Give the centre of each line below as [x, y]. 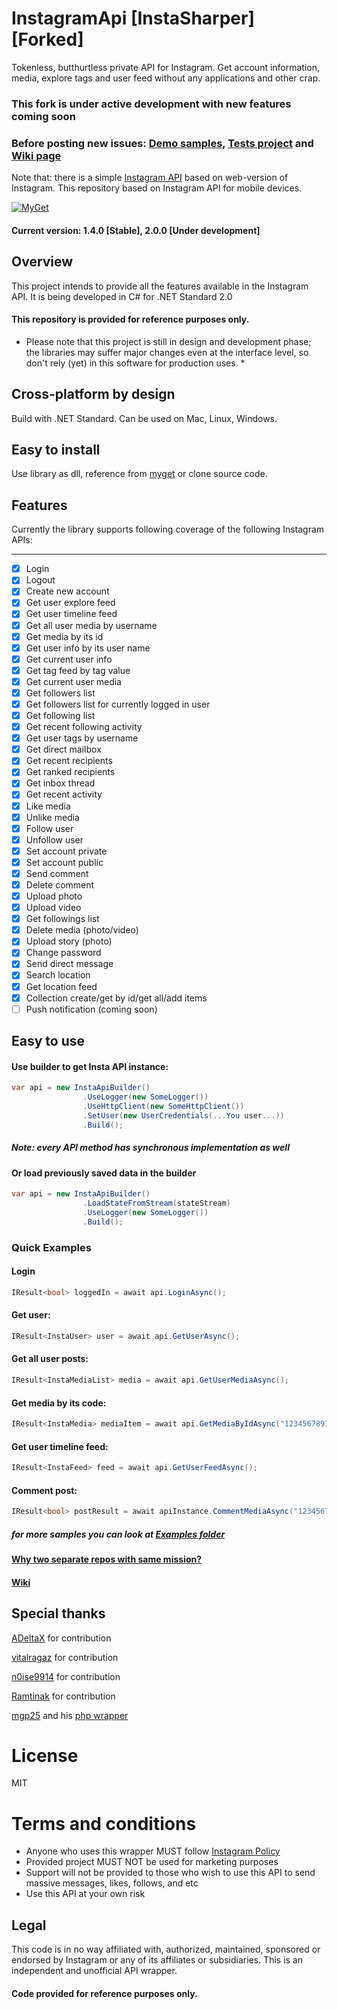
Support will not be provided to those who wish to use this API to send [170, 1873]
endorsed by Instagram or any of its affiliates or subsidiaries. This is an [157, 1960]
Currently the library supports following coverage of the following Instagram [168, 529]
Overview [42, 262]
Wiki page [36, 155]
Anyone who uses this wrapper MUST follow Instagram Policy [153, 1851]
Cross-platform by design [93, 394]
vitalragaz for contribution [65, 1657]
